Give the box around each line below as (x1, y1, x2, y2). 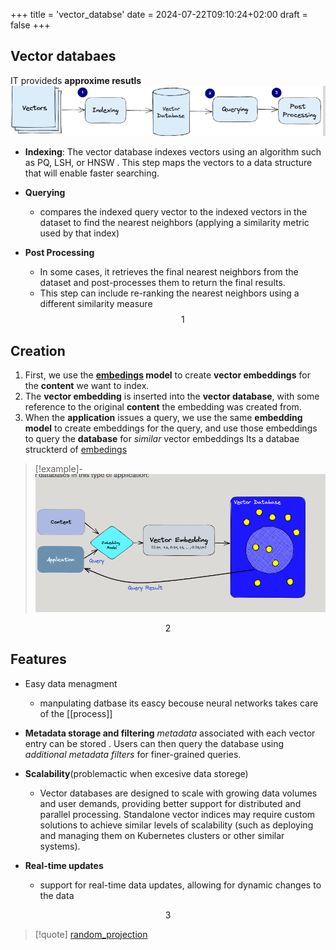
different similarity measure (39, 298, 153, 310)
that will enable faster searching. (24, 167, 160, 179)
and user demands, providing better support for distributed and (39, 797, 302, 809)
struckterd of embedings (24, 444, 128, 456)
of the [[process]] (39, 707, 113, 719)
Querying (24, 187, 66, 199)
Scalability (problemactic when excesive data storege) (24, 767, 249, 779)
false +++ (10, 19, 51, 31)
